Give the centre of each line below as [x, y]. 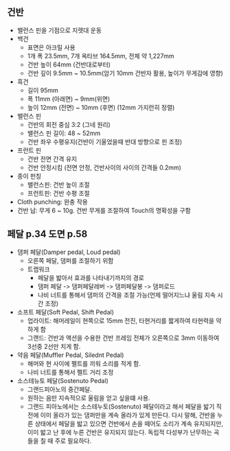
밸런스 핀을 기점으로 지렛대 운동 [59, 30]
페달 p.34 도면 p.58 [47, 234]
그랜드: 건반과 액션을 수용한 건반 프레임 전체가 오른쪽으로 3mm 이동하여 [123, 338]
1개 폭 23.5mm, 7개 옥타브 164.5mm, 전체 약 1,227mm [101, 56]
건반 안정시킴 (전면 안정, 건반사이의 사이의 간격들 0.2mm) [104, 167]
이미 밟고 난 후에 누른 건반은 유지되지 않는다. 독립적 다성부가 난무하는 [120, 432]
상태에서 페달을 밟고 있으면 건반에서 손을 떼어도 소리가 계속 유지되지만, [129, 424]
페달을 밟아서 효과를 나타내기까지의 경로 [91, 277]
